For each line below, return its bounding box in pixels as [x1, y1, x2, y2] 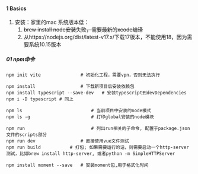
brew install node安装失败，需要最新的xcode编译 [23, 26, 143, 33]
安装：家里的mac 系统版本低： [14, 18, 90, 26]
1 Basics [6, 5, 27, 12]
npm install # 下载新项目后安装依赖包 [6, 84, 135, 90]
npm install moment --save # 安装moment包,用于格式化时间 [6, 162, 149, 169]
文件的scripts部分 [6, 132, 47, 138]
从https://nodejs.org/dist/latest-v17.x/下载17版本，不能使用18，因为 [23, 33, 187, 41]
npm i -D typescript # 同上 [6, 96, 74, 102]
